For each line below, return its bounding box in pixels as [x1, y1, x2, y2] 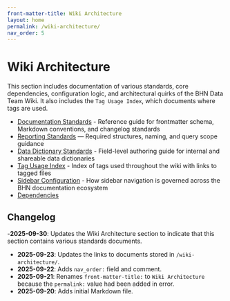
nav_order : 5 [7, 29, 45, 37]
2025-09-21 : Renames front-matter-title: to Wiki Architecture [17, 273, 205, 280]
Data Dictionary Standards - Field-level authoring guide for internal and [17, 147, 220, 156]
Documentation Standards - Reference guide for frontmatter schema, [17, 118, 214, 126]
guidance [17, 140, 44, 148]
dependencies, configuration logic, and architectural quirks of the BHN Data [7, 89, 224, 98]
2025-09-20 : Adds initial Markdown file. [17, 287, 133, 295]
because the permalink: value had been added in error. [17, 280, 175, 288]
